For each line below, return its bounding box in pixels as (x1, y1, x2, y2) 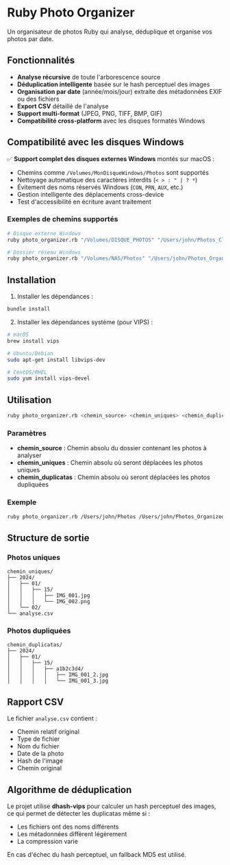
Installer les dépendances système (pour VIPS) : (16, 318, 153, 326)
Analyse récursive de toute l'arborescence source (16, 73, 161, 81)
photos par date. (7, 34, 54, 42)
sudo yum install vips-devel (7, 375, 90, 382)
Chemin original (16, 764, 62, 772)
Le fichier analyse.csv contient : (7, 714, 97, 722)
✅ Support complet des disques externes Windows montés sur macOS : (7, 154, 215, 162)
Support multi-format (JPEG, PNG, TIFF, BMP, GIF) (16, 109, 163, 117)
